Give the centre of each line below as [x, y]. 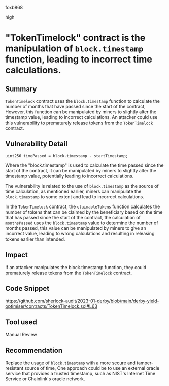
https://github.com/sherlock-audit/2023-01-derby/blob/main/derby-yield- [82, 301]
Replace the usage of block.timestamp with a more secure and [70, 363]
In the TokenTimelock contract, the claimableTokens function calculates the [83, 206]
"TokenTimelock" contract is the [75, 38]
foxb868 [14, 7]
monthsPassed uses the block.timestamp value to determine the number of [82, 223]
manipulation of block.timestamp [74, 49]
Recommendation [34, 350]
